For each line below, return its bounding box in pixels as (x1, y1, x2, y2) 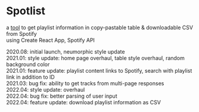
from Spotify (6, 30, 37, 37)
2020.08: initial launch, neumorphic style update (6, 48, 125, 55)
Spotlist (6, 4, 46, 18)
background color (6, 61, 50, 68)
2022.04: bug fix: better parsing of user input (6, 92, 117, 99)
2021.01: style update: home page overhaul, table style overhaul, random (6, 54, 185, 61)
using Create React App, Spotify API (6, 36, 95, 43)
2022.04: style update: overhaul (6, 86, 85, 93)
